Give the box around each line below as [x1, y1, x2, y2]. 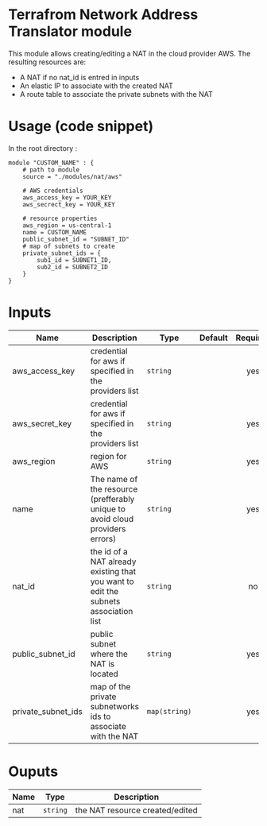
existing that [90, 565, 137, 577]
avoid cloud [90, 513, 133, 524]
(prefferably [90, 493, 135, 504]
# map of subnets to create [22, 242, 115, 250]
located [90, 668, 119, 679]
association [90, 605, 133, 616]
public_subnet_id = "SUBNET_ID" [22, 235, 130, 243]
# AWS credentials [22, 187, 83, 195]
